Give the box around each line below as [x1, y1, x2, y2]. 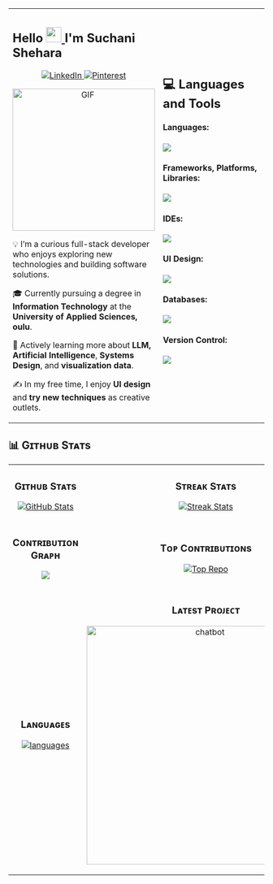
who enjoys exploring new [12, 248, 113, 259]
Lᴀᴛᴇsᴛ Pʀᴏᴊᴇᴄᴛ [171, 604, 240, 617]
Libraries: [162, 172, 201, 184]
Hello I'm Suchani [12, 30, 136, 45]
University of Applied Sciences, [12, 310, 138, 322]
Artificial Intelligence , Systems [12, 349, 135, 361]
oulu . [12, 321, 32, 332]
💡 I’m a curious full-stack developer [12, 238, 150, 249]
